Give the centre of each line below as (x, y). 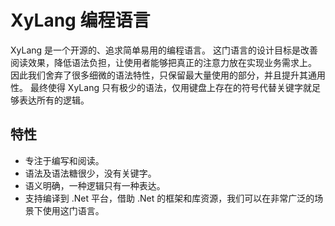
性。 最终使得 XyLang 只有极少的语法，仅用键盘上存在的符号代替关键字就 (161, 87)
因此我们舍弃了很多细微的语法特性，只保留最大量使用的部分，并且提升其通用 (168, 75)
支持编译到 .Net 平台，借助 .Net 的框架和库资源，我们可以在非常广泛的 (169, 198)
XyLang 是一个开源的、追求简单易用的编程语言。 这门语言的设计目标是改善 (164, 50)
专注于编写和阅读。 (64, 160)
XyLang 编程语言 (80, 20)
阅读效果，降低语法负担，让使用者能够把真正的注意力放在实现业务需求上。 (163, 62)
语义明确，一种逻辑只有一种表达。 (95, 185)
